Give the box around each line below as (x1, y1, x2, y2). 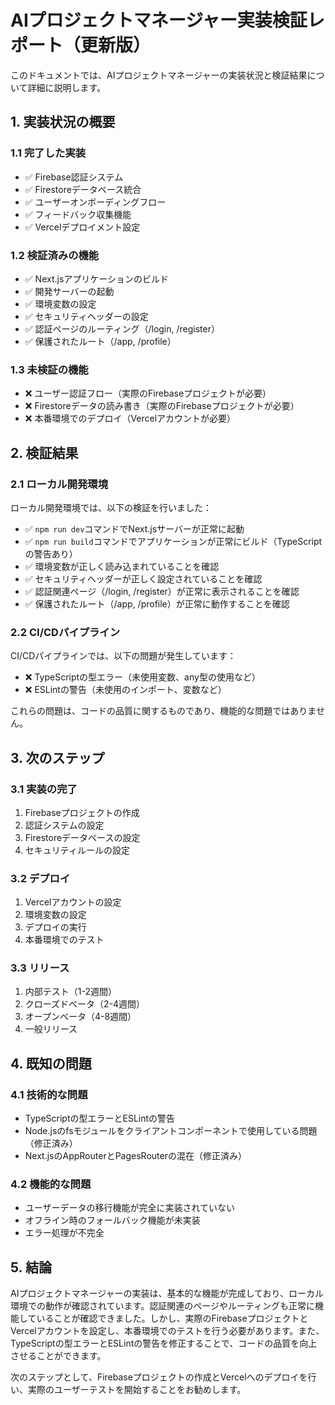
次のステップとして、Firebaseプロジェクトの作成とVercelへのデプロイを (10, 1371, 308, 1383)
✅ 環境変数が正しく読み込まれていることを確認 (24, 560, 220, 572)
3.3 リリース (10, 961, 70, 975)
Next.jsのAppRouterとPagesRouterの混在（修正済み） (24, 1150, 247, 1162)
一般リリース (24, 1023, 78, 1035)
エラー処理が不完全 (24, 1227, 105, 1239)
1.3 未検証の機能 (10, 362, 89, 376)
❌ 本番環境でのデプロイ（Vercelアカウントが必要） (24, 412, 237, 425)
